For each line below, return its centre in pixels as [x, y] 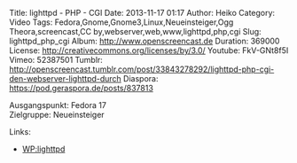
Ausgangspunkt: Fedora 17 [58, 105]
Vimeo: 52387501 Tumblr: [56, 60]
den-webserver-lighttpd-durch [65, 78]
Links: [20, 132]
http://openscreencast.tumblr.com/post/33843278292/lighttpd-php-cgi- [142, 69]
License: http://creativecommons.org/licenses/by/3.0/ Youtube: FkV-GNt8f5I [149, 50]
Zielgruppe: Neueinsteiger [57, 115]
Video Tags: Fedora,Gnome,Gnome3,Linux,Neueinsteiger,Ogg [121, 22]
